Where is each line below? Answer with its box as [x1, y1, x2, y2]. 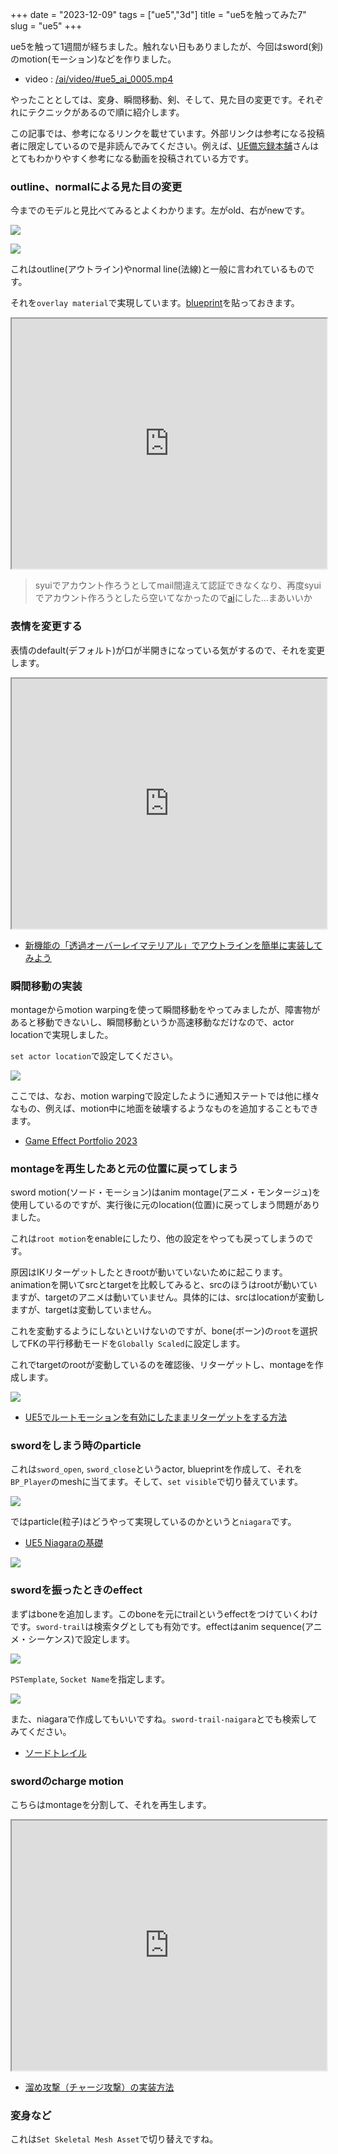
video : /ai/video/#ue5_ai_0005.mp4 [24, 73, 174, 85]
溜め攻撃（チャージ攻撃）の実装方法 [24, 2081, 175, 2093]
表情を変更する [10, 619, 83, 633]
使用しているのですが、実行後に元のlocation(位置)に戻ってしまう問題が [10, 1199, 303, 1211]
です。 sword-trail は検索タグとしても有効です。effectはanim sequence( [10, 1620, 305, 1632]
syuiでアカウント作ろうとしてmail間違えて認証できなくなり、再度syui [34, 579, 322, 592]
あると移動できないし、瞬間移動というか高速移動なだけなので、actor [10, 1016, 295, 1028]
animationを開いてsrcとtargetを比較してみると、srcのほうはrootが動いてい [10, 1279, 318, 1291]
